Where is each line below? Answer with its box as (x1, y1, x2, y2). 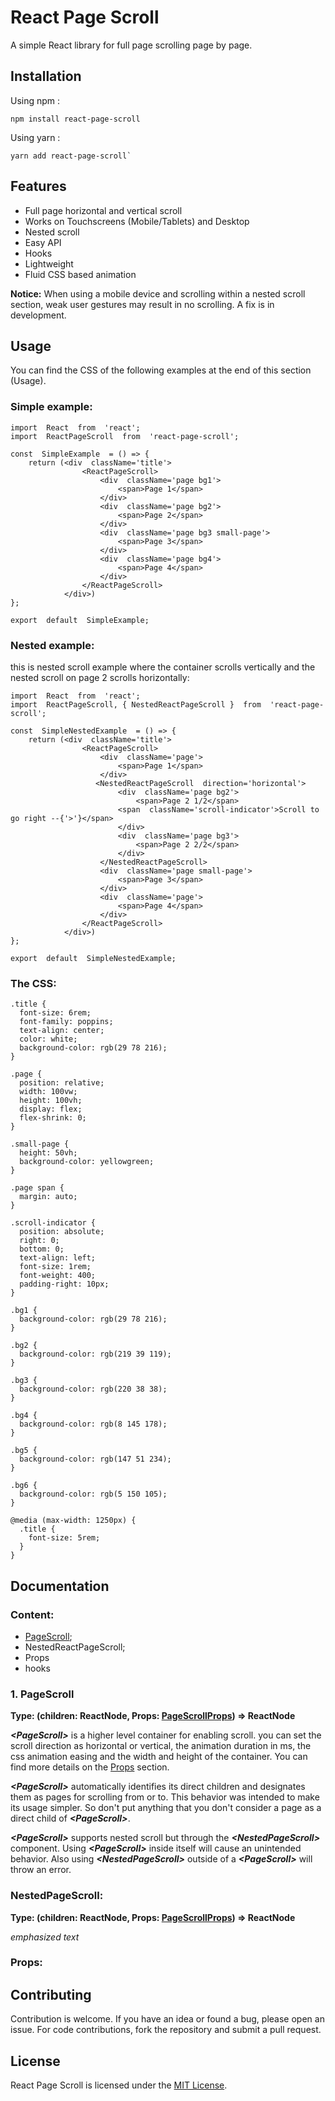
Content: (10, 1607, 55, 1621)
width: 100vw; (19, 1087, 78, 1097)
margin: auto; (19, 1192, 78, 1202)
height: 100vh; (19, 1096, 83, 1106)
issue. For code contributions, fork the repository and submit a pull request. (10, 2024, 322, 2036)
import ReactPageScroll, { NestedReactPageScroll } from (10, 699, 262, 710)
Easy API (24, 236, 62, 248)
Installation (10, 68, 82, 85)
